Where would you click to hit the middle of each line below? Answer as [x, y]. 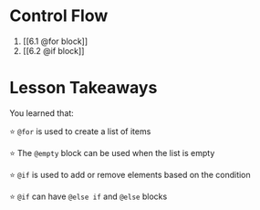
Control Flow [59, 16]
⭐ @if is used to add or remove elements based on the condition [130, 174]
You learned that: [42, 113]
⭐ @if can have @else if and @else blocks [88, 196]
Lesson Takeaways [83, 88]
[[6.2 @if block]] [53, 50]
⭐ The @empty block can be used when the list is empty [112, 152]
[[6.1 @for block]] [55, 41]
